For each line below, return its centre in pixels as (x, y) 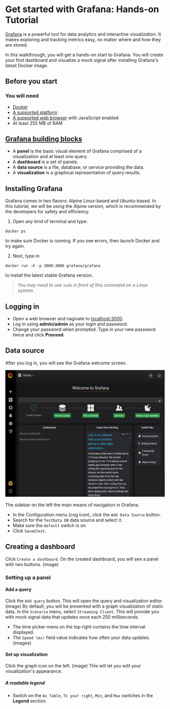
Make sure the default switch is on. (50, 525)
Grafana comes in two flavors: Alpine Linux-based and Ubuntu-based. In (81, 201)
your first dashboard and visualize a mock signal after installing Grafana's (82, 60)
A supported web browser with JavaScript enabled (66, 118)
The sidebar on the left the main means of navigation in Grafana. (72, 505)
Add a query (18, 589)
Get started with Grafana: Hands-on (82, 9)
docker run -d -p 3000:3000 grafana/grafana (53, 266)
